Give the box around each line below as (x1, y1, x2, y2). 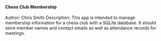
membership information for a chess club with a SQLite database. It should (5, 20, 156, 26)
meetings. (5, 30, 26, 36)
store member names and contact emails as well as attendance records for (5, 25, 157, 31)
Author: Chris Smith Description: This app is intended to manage (5, 15, 135, 20)
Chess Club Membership (5, 4, 57, 10)
